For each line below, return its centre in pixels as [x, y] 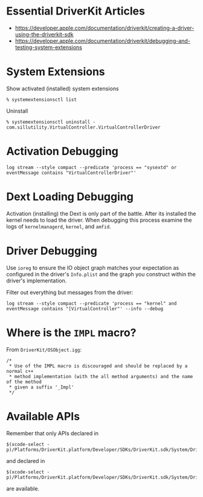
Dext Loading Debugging [70, 197]
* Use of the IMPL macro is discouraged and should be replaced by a [98, 366]
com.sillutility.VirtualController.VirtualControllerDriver [84, 127]
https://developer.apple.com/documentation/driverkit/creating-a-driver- [105, 28]
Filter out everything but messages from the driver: [70, 292]
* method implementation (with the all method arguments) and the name [101, 376]
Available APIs [43, 416]
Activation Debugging [63, 151]
